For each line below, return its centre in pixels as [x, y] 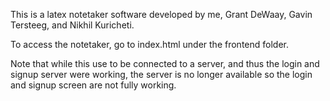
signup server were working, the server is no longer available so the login [161, 74]
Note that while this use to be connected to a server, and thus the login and [165, 63]
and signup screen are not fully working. [93, 85]
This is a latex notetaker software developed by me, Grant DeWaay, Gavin [161, 14]
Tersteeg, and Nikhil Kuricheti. [72, 25]
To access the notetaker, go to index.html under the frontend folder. [149, 44]
